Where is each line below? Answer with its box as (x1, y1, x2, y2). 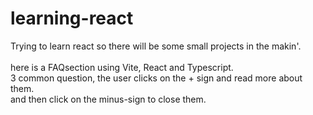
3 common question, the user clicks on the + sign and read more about (10, 72, 303, 84)
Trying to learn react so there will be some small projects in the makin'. (10, 40, 302, 52)
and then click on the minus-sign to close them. (10, 93, 207, 105)
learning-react (10, 7, 134, 30)
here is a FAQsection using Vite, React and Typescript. (10, 61, 234, 73)
